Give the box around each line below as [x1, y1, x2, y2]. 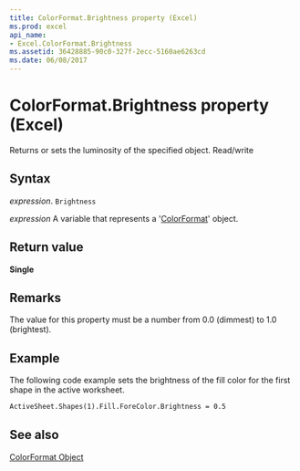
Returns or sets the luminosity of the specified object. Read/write [9, 144, 253, 155]
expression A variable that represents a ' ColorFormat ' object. [9, 213, 239, 224]
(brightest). [9, 324, 52, 335]
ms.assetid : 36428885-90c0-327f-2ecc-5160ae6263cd [9, 47, 206, 57]
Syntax [9, 171, 51, 187]
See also [9, 427, 59, 443]
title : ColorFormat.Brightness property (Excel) [9, 13, 198, 23]
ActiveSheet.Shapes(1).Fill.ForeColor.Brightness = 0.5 [9, 403, 226, 412]
